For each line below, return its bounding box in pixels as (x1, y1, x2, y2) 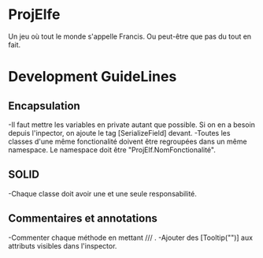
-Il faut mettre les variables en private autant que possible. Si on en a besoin (8, 120, 256, 129)
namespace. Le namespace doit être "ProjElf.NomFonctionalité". (8, 144, 217, 155)
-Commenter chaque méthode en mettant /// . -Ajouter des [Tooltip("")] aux (8, 233, 254, 242)
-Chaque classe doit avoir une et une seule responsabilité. (8, 189, 197, 198)
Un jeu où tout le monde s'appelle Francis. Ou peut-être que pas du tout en (8, 32, 252, 41)
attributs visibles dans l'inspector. (8, 241, 117, 250)
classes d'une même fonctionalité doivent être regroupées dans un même (8, 136, 247, 146)
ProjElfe (8, 6, 61, 24)
